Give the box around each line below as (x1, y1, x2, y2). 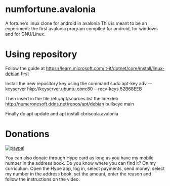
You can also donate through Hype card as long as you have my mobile (5, 155, 154, 161)
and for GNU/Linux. (5, 31, 46, 37)
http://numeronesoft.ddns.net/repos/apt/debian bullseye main (5, 101, 134, 107)
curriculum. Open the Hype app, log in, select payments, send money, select (5, 165, 165, 171)
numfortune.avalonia (5, 4, 96, 15)
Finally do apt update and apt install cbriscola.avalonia (5, 110, 119, 116)
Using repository (5, 49, 77, 60)
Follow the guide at (5, 65, 45, 71)
